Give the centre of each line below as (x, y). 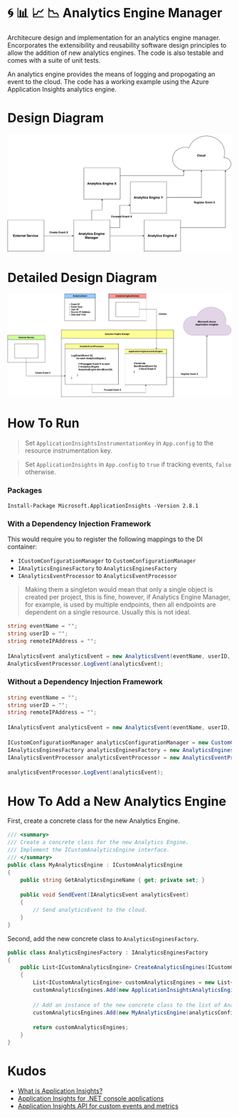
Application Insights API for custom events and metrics (98, 1106)
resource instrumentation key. (68, 450)
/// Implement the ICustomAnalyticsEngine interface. (89, 850)
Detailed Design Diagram (83, 278)
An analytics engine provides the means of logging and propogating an (111, 74)
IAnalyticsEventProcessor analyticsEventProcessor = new (94, 757)
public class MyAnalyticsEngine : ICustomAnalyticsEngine (95, 865)
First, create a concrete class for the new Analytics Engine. (94, 821)
